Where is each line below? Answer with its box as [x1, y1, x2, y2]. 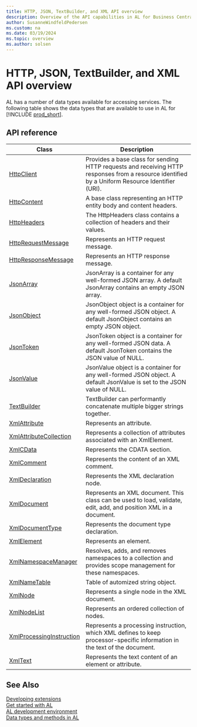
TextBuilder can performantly [86, 395, 166, 403]
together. [86, 409, 111, 417]
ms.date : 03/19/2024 [6, 30, 57, 36]
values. [86, 225, 106, 233]
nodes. [86, 612, 105, 620]
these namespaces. [86, 568, 140, 576]
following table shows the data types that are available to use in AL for [6, 104, 176, 111]
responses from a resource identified [86, 169, 188, 178]
